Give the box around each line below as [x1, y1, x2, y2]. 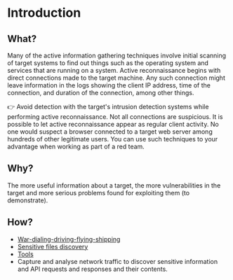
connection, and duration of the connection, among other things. [7, 89, 194, 97]
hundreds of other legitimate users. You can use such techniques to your [7, 135, 218, 143]
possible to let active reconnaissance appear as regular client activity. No [7, 120, 219, 128]
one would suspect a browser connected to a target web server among [7, 127, 213, 136]
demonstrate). [7, 196, 48, 204]
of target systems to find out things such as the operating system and [7, 59, 209, 67]
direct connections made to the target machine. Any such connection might [7, 73, 226, 82]
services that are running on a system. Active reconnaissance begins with [7, 66, 221, 74]
